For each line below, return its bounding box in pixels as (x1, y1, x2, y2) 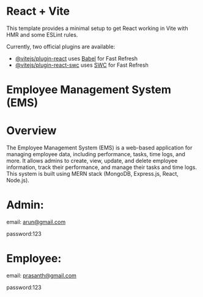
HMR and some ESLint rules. (6, 31, 78, 38)
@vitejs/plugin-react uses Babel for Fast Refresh (15, 55, 138, 62)
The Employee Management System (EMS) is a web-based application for (6, 144, 193, 151)
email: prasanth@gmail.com (6, 271, 76, 279)
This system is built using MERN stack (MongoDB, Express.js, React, (6, 170, 179, 178)
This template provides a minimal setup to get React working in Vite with (6, 24, 188, 32)
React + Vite (6, 4, 70, 18)
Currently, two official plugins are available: (6, 43, 116, 50)
